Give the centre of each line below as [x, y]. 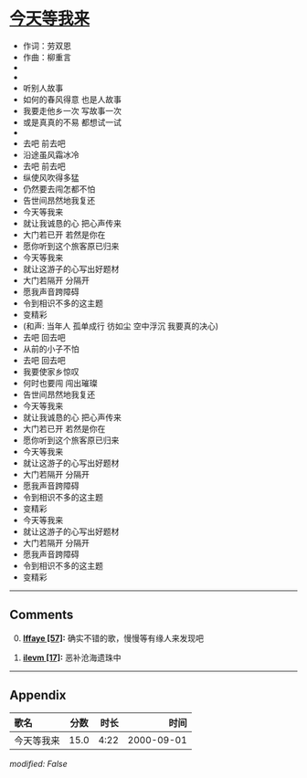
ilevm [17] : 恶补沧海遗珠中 [72, 657]
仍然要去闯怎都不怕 [59, 189]
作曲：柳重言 [47, 57]
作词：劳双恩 [47, 46]
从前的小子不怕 [51, 349]
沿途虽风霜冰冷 [51, 154]
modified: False [39, 763]
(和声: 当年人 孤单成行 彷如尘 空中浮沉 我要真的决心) [121, 326]
